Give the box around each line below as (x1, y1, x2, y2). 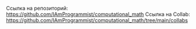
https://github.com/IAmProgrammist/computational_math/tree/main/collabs (6, 17, 188, 23)
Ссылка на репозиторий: (6, 5, 69, 11)
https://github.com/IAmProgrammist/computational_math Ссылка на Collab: (6, 11, 191, 18)
